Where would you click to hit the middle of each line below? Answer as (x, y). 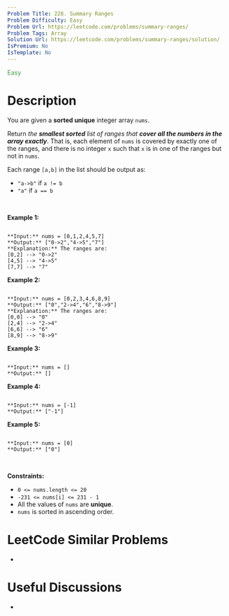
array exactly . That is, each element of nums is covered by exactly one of (112, 141)
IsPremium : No (28, 46)
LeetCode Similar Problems (88, 540)
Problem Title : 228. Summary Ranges (60, 14)
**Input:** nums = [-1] (42, 405)
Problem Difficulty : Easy (45, 20)
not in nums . (23, 156)
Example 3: (24, 348)
